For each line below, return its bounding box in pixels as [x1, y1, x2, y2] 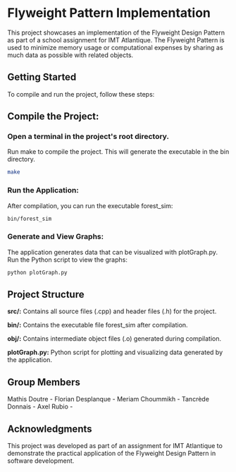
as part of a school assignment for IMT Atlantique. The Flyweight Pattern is [7, 35, 225, 44]
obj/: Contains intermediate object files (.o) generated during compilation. [7, 334, 222, 343]
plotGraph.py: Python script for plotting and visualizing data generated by [7, 348, 223, 357]
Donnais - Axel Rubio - [7, 402, 73, 411]
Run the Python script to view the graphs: [7, 255, 128, 264]
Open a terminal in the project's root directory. [7, 132, 170, 142]
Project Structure [7, 289, 85, 301]
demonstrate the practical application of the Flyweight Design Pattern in [7, 449, 216, 458]
